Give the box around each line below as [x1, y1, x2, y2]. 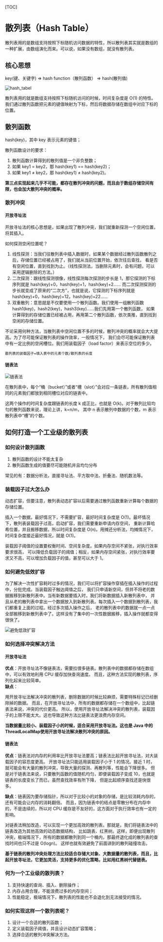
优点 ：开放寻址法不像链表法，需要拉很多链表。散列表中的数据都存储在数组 [5, 665, 154, 671]
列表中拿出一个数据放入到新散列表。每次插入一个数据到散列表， [26, 599, 154, 604]
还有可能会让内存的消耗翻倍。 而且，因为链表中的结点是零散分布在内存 [5, 799, 147, 805]
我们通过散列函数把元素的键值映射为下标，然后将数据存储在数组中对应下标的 [5, 101, 158, 107]
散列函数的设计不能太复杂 [12, 456, 64, 462]
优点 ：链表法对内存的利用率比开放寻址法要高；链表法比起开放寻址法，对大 [5, 753, 154, 758]
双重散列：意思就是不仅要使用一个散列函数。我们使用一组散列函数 [12, 300, 144, 305]
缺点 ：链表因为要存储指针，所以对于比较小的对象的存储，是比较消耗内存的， [5, 793, 158, 799]
